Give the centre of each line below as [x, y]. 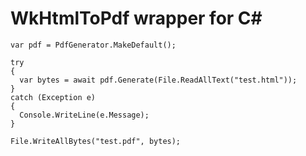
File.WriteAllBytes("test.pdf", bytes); [96, 141]
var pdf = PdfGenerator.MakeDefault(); [93, 45]
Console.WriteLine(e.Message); [84, 115]
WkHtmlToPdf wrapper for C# [136, 18]
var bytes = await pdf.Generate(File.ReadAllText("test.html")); [158, 80]
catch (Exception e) [53, 97]
